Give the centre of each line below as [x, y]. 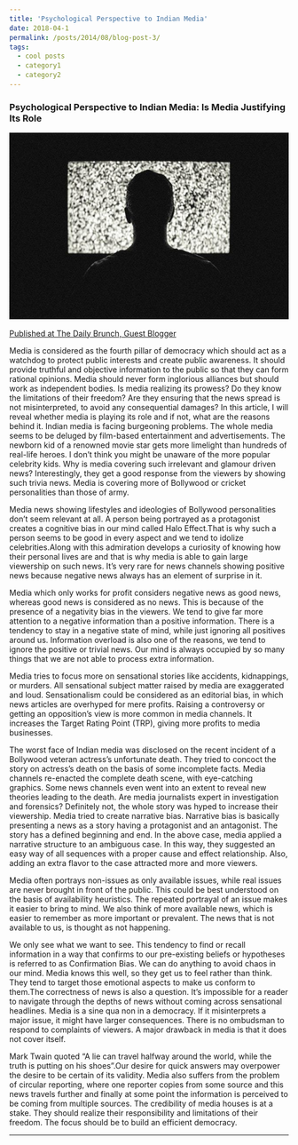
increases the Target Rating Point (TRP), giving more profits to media [135, 723]
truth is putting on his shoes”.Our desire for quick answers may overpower [145, 1065]
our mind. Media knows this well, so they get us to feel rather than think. [141, 973]
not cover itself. [38, 1038]
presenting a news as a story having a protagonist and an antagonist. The [143, 825]
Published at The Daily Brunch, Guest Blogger [93, 333]
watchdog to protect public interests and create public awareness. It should [147, 360]
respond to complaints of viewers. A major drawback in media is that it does [148, 1030]
